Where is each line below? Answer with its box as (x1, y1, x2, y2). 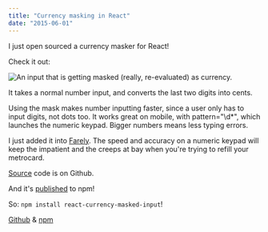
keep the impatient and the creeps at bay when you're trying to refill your (8, 144, 250, 154)
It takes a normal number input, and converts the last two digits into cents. (8, 87, 254, 97)
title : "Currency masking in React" (8, 11, 130, 20)
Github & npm (8, 214, 54, 224)
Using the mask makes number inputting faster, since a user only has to (8, 103, 245, 113)
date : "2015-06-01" (8, 19, 74, 27)
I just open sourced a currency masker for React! (8, 41, 170, 50)
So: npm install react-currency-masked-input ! (8, 199, 163, 209)
